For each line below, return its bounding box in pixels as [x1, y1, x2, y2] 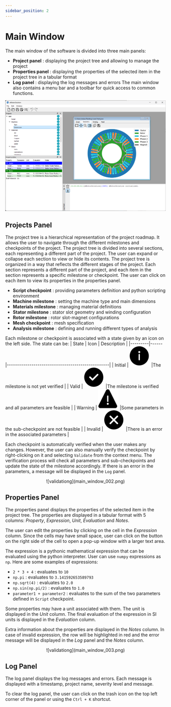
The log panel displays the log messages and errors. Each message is [5, 675, 152, 682]
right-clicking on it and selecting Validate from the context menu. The [5, 452, 152, 458]
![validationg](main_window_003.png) [46, 647, 125, 653]
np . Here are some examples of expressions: [5, 559, 98, 565]
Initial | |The [114, 362, 161, 368]
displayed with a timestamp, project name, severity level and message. [5, 680, 154, 687]
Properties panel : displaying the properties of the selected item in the [12, 68, 161, 74]
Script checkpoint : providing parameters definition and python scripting [12, 287, 166, 294]
